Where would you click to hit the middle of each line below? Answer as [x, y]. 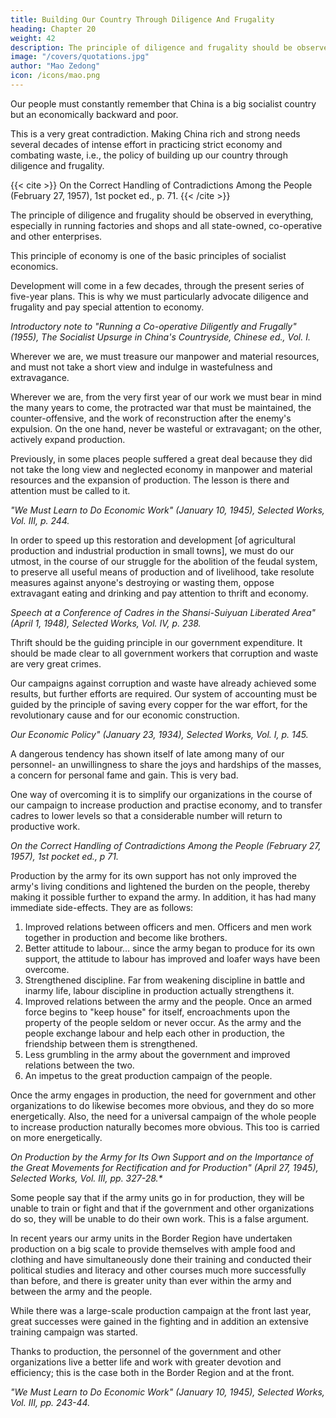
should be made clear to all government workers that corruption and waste [164, 653]
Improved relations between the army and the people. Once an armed [168, 1001]
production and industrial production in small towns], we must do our [152, 550]
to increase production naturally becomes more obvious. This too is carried [165, 1127]
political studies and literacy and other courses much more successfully [158, 1270]
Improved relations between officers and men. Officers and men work [168, 927]
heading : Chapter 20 [53, 29]
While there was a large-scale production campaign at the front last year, [161, 1310]
